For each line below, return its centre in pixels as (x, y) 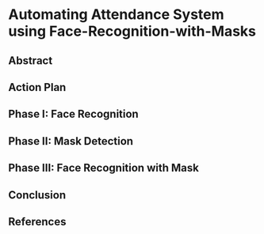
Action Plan (37, 87)
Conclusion (37, 195)
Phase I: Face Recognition (73, 114)
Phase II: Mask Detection (71, 141)
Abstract (31, 60)
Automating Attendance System (116, 15)
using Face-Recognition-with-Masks (132, 31)
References (37, 222)
